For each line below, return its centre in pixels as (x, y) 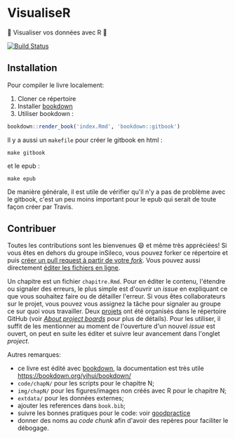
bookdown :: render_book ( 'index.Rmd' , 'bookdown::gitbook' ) (94, 126)
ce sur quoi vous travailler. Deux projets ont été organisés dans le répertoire (117, 311)
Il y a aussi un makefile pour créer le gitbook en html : (85, 140)
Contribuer (32, 229)
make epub (22, 178)
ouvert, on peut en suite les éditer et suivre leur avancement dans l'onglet (114, 334)
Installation (32, 68)
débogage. (33, 428)
